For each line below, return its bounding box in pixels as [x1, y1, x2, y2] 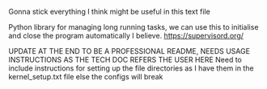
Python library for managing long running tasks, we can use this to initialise [8, 22, 259, 31]
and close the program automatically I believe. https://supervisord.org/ [8, 31, 244, 40]
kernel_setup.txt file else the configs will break [8, 72, 163, 81]
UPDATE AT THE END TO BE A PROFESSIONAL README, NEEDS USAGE [8, 47, 251, 55]
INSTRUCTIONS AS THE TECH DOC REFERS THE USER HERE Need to [8, 55, 243, 64]
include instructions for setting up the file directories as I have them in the [8, 63, 254, 73]
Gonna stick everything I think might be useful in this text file [8, 7, 210, 16]
